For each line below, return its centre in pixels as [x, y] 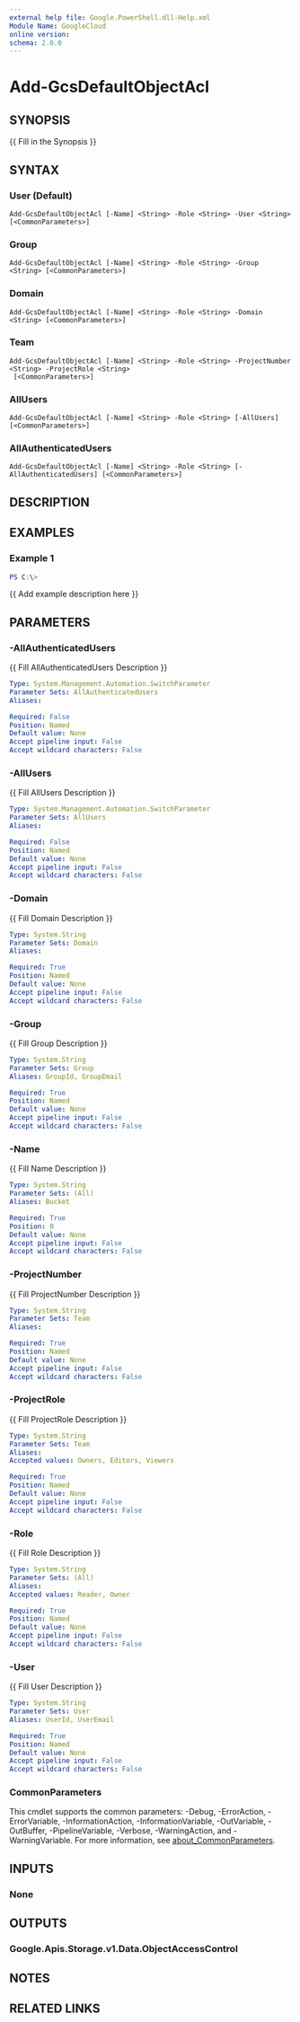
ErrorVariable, [35, 1821]
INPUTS [31, 1868]
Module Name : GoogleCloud [57, 26]
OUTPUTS [38, 1924]
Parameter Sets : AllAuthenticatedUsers [84, 692]
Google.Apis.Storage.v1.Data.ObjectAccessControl [124, 1949]
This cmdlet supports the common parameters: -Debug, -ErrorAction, [138, 1812]
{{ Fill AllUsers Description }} [62, 793]
